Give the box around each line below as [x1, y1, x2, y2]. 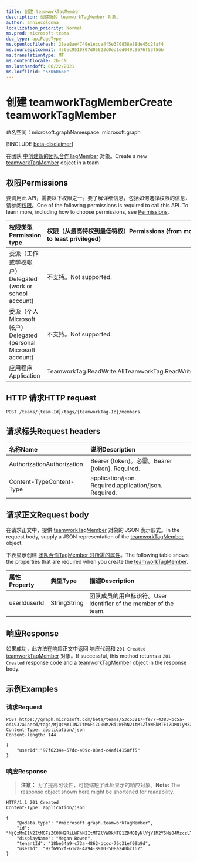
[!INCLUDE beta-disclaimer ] [6, 140, 73, 147]
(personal [9, 339, 36, 346]
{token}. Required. [90, 464, 140, 473]
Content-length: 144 [6, 732, 57, 738]
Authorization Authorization [9, 460, 83, 468]
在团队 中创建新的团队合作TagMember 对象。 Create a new [6, 153, 148, 160]
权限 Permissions [6, 177, 69, 188]
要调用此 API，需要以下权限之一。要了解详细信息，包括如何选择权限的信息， [6, 194, 191, 201]
